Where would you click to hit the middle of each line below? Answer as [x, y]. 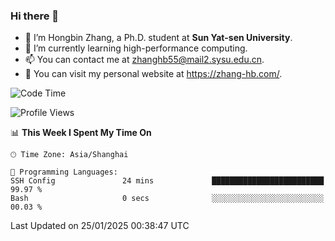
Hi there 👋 [35, 16]
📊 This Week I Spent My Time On [81, 133]
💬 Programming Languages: [64, 172]
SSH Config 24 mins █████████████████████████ [167, 181]
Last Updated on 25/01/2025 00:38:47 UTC [100, 226]
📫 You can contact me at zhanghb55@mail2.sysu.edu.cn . [144, 60]
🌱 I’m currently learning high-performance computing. [136, 48]
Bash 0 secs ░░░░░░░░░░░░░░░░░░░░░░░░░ [167, 199]
